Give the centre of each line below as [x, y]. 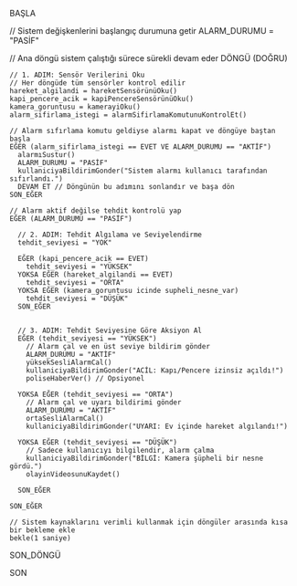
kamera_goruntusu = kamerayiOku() [75, 107]
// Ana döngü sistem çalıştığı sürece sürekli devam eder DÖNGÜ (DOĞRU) [148, 58]
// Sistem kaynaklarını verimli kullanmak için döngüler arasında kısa [148, 522]
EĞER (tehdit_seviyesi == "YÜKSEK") [87, 339]
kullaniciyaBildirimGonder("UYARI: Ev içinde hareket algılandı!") [157, 426]
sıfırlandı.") [37, 179]
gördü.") [26, 466]
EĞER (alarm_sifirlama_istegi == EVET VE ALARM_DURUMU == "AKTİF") [141, 147]
